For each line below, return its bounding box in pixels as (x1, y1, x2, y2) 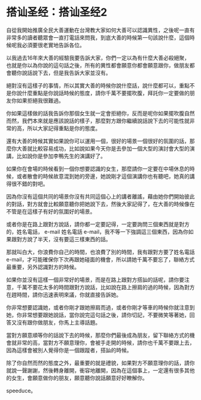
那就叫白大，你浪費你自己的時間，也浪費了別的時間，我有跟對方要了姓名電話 (6, 248, 195, 255)
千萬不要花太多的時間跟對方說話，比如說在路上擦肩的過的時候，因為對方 (16, 283, 195, 291)
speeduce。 (6, 387, 36, 394)
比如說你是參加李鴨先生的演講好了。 (16, 152, 106, 160)
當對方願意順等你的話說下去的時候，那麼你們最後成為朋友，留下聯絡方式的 (6, 331, 190, 339)
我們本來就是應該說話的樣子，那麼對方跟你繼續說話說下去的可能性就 (22, 117, 190, 124)
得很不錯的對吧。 (6, 180, 48, 187)
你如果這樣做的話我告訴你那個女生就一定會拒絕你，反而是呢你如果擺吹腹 (6, 109, 184, 117)
